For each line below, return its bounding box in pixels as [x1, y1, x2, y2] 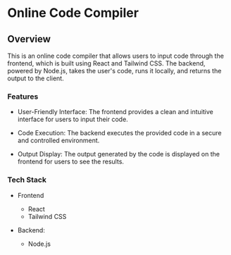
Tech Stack [7, 175, 47, 185]
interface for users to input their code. [17, 115, 128, 124]
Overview [7, 33, 51, 45]
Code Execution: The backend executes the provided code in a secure [17, 129, 222, 137]
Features [7, 92, 39, 101]
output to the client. [7, 74, 65, 82]
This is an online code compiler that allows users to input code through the [7, 51, 224, 60]
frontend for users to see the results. [17, 157, 125, 166]
